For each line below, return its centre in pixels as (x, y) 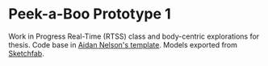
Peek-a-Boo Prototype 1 (90, 14)
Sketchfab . (26, 53)
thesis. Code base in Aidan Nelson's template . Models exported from (123, 44)
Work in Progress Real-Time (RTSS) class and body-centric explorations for (134, 36)
